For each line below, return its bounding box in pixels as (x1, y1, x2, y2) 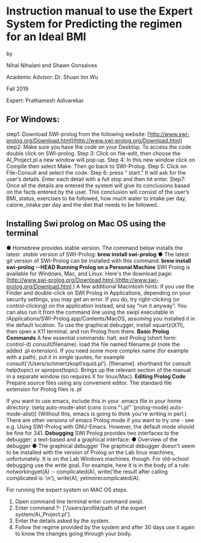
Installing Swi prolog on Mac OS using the (6, 219, 166, 229)
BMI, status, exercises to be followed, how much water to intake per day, (6, 195, 187, 202)
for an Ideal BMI (6, 30, 86, 44)
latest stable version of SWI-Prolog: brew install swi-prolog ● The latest (6, 250, 189, 258)
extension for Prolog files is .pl (6, 385, 82, 392)
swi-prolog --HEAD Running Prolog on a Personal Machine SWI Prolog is (6, 263, 191, 270)
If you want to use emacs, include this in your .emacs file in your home (6, 397, 182, 405)
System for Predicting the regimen (6, 17, 182, 31)
